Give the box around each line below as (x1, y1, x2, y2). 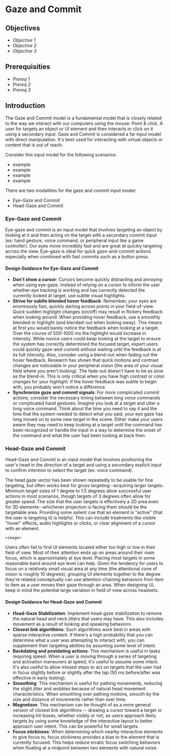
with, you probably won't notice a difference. (12, 384, 106, 390)
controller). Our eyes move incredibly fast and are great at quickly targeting (5, 243, 162, 249)
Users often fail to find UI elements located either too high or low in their (5, 544, 156, 550)
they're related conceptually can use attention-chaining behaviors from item (5, 576, 164, 583)
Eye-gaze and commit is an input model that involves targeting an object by (5, 226, 163, 232)
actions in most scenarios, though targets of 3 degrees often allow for (5, 493, 151, 499)
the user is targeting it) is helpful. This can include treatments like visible (5, 515, 156, 521)
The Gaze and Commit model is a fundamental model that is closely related (5, 115, 162, 121)
